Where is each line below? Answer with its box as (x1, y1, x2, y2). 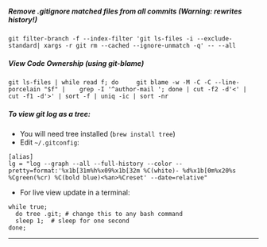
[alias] (8, 152, 34, 160)
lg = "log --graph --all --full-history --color (8, 160, 172, 168)
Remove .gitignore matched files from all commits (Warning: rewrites (8, 6, 242, 16)
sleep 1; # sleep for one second (15, 217, 130, 225)
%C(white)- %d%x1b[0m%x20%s (143, 167, 237, 175)
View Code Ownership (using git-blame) (8, 58, 145, 68)
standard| (8, 41, 41, 49)
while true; (8, 203, 48, 210)
